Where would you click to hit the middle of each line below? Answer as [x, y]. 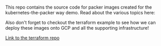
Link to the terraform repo [32, 38]
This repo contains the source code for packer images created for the [79, 7]
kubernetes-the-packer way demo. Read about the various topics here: [80, 13]
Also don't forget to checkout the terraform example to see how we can [80, 22]
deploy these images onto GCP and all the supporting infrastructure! [77, 28]
